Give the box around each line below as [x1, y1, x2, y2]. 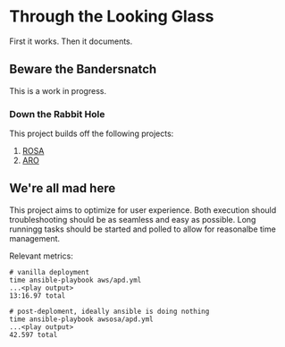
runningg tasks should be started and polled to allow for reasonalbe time [9, 224, 277, 234]
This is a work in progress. [9, 85, 107, 96]
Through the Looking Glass [9, 6, 214, 27]
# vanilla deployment [9, 267, 90, 276]
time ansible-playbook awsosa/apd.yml [9, 315, 154, 324]
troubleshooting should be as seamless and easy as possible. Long [9, 214, 256, 224]
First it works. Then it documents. [9, 36, 133, 47]
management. [9, 233, 61, 243]
